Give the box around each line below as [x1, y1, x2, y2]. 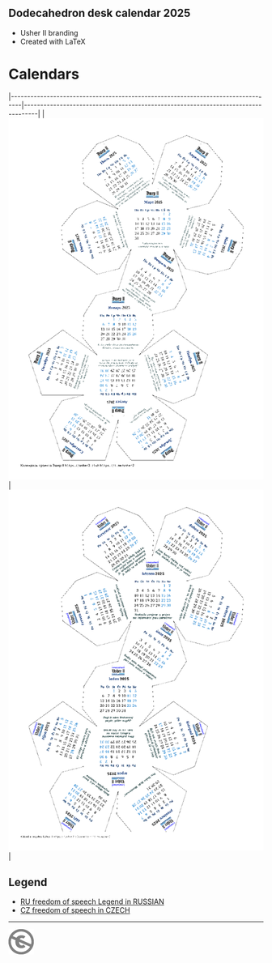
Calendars [8, 65, 79, 83]
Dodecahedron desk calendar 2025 [8, 6, 191, 20]
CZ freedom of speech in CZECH [19, 905, 131, 915]
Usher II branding [19, 28, 79, 37]
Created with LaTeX [19, 36, 87, 46]
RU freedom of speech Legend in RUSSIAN [19, 897, 164, 906]
